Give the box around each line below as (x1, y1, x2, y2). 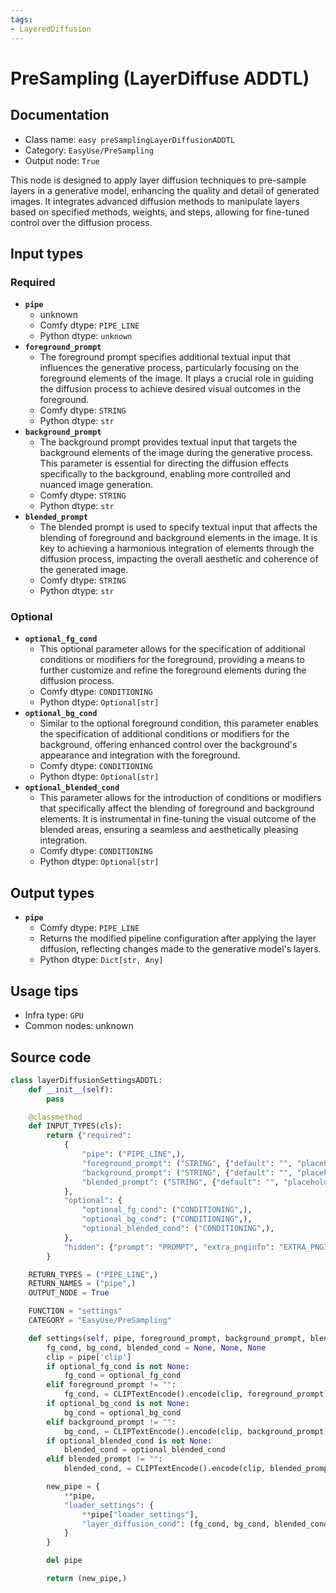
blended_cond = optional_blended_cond (63, 1445, 226, 1455)
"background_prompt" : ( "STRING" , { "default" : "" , (81, 1167, 293, 1178)
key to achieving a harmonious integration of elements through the (39, 542, 315, 555)
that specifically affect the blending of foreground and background (39, 802, 315, 815)
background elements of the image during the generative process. (39, 447, 313, 459)
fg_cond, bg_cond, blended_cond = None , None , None (46, 1342, 267, 1353)
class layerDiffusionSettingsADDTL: (10, 1075, 163, 1085)
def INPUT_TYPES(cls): (28, 1121, 123, 1131)
